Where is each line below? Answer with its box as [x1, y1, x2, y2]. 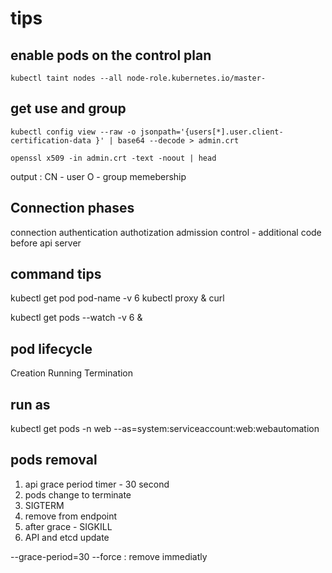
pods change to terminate [24, 488, 132, 501]
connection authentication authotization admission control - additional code [10, 226, 322, 238]
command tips [10, 266, 102, 283]
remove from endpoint [24, 510, 118, 522]
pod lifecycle [10, 340, 93, 357]
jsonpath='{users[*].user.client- [139, 127, 284, 137]
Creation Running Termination [10, 367, 134, 379]
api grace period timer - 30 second [24, 478, 170, 490]
